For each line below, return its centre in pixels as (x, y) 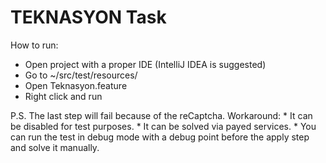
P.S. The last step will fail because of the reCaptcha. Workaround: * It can (161, 115)
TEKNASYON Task (88, 17)
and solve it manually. (55, 147)
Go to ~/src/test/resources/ (81, 75)
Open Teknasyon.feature (76, 85)
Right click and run (63, 96)
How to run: (34, 45)
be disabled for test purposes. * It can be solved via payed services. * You (163, 126)
